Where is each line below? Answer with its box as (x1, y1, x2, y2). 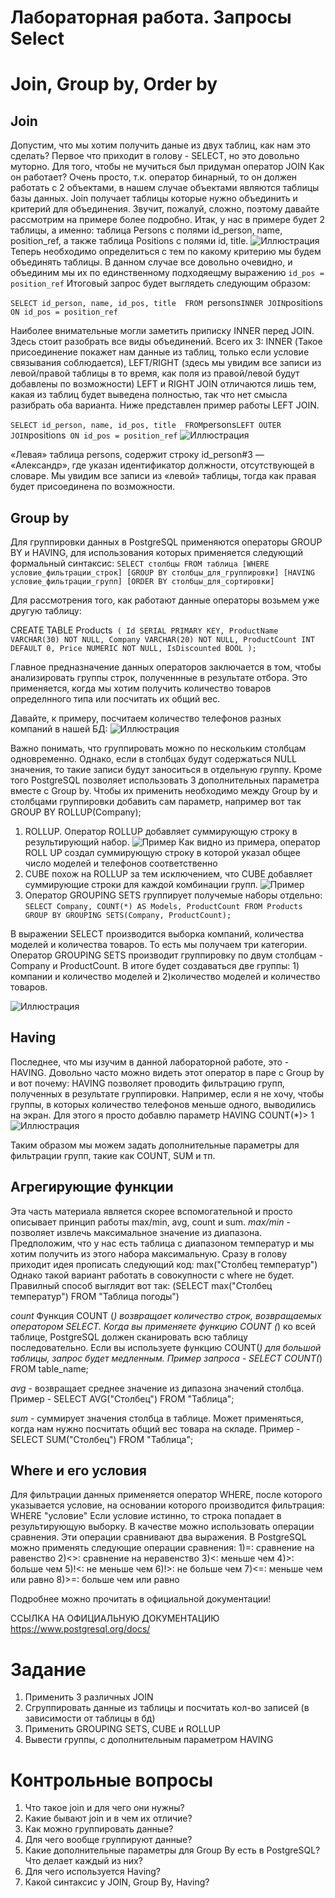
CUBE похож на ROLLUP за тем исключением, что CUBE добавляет (24, 868, 313, 880)
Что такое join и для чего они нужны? (24, 1802, 185, 1814)
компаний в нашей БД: (10, 723, 108, 735)
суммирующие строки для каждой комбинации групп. (24, 879, 258, 890)
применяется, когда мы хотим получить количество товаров (10, 682, 272, 694)
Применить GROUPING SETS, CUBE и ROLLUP (24, 1723, 221, 1735)
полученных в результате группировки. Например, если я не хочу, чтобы (10, 1087, 325, 1100)
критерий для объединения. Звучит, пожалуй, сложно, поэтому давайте (10, 203, 320, 215)
